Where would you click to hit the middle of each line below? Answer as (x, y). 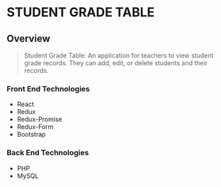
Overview (29, 39)
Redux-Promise (39, 119)
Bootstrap (31, 135)
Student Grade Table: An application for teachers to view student (119, 55)
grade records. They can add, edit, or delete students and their (116, 63)
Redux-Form (35, 127)
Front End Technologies (48, 89)
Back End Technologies (48, 153)
